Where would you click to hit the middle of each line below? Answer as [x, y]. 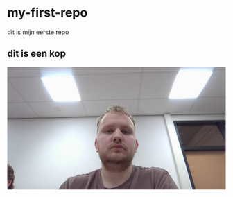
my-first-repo [48, 13]
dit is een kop [36, 54]
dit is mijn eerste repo [38, 32]
